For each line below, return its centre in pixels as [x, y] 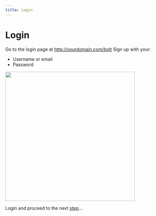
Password [23, 65]
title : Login [19, 10]
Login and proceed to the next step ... [44, 208]
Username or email [33, 59]
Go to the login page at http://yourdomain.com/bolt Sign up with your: [78, 49]
